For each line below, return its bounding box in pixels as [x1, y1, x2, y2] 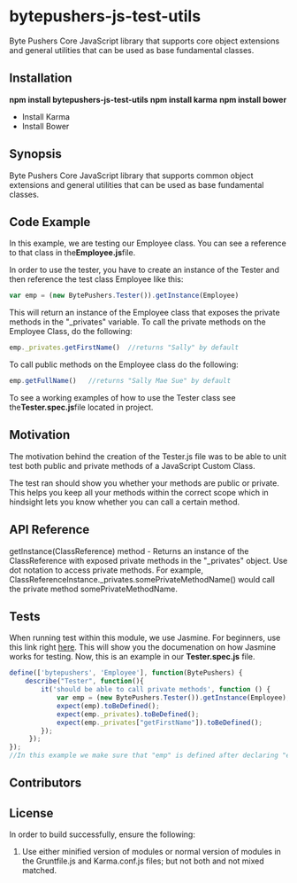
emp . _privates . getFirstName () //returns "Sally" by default [9, 343, 240, 352]
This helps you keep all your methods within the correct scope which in [9, 487, 270, 497]
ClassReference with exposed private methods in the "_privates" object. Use [9, 555, 288, 566]
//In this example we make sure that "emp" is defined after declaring [9, 751, 278, 760]
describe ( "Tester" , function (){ [25, 676, 144, 686]
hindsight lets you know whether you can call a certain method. [9, 496, 240, 507]
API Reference [9, 522, 90, 537]
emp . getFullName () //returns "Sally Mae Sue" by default [9, 377, 232, 386]
